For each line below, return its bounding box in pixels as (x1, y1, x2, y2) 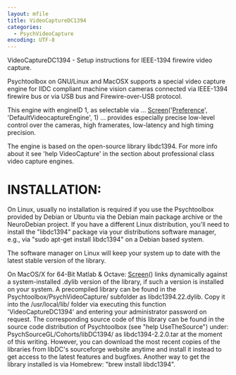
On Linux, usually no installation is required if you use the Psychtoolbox (7, 206, 214, 214)
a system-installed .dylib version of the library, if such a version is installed (7, 278, 224, 286)
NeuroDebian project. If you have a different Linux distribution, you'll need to (7, 220, 230, 229)
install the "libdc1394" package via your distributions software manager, (7, 227, 216, 237)
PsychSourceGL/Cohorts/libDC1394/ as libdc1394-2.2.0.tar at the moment (7, 330, 223, 339)
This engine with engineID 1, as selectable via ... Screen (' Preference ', (7, 106, 208, 114)
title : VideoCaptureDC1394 (7, 17, 87, 24)
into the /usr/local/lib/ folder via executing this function (7, 300, 167, 309)
